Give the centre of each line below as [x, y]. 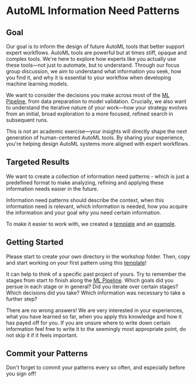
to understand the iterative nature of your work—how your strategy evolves [97, 107]
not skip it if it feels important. [42, 335]
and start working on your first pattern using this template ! [76, 262]
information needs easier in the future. [52, 189]
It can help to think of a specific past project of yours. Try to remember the [96, 274]
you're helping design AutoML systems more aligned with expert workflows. [98, 144]
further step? [22, 299]
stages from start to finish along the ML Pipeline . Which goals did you [90, 280]
